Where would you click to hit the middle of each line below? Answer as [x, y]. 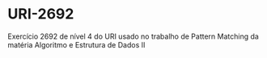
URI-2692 [41, 14]
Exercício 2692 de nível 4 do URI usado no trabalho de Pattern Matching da [133, 36]
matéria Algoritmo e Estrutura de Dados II [76, 44]
